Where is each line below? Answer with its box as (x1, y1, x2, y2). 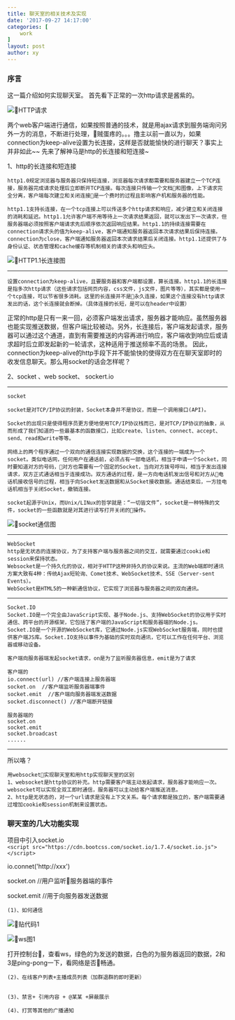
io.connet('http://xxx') (7, 862, 71, 871)
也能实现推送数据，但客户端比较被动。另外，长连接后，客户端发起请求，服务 (7, 322, 228, 331)
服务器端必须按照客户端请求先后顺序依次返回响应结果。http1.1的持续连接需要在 (7, 221, 206, 228)
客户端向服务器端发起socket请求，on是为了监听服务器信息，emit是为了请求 (7, 655, 196, 662)
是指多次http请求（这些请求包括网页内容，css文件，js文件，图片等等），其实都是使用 (7, 285, 220, 293)
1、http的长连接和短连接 (7, 162, 77, 170)
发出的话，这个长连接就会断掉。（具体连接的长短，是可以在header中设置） (7, 301, 190, 308)
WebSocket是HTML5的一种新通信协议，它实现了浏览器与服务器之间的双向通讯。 (7, 585, 203, 592)
